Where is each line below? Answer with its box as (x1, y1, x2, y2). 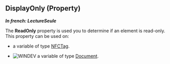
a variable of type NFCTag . (12, 43, 70, 49)
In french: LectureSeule (5, 17, 57, 24)
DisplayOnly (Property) (5, 4, 81, 13)
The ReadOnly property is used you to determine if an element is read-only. (5, 28, 165, 34)
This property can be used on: (5, 33, 69, 39)
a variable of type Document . (37, 53, 99, 59)
